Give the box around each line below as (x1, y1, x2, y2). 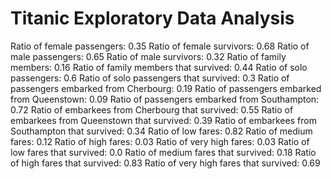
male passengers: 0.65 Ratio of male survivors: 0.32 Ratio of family (10, 50, 287, 62)
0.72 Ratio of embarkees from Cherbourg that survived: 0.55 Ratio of (10, 103, 294, 116)
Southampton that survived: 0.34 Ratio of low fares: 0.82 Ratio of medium (10, 125, 313, 137)
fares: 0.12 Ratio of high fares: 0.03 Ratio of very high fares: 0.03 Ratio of (10, 135, 310, 147)
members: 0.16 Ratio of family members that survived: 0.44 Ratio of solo (10, 61, 308, 73)
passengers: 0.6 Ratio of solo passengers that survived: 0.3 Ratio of (10, 72, 290, 84)
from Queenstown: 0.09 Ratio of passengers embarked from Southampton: (10, 93, 320, 105)
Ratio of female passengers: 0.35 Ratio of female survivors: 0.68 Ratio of (10, 40, 310, 52)
